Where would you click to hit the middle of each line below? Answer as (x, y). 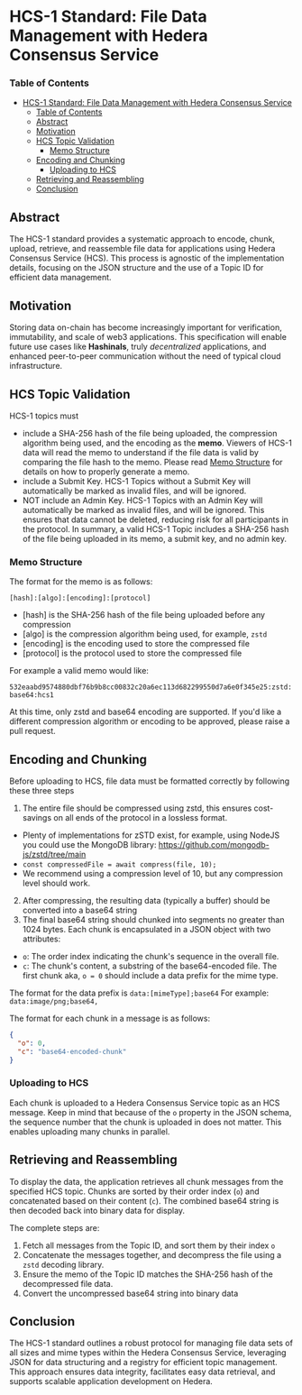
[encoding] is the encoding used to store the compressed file (136, 644)
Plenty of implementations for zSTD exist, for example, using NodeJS (151, 835)
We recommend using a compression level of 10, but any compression (153, 874)
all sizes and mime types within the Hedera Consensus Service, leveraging (148, 1353)
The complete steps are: (55, 1227)
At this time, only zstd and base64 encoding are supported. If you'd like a (146, 712)
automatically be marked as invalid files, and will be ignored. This (143, 509)
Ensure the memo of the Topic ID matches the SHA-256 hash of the (147, 1274)
